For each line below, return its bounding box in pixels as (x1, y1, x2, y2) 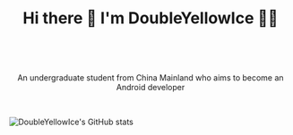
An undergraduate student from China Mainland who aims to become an (17, 72, 284, 83)
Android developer (116, 81, 185, 92)
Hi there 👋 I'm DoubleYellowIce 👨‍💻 (22, 8, 279, 29)
